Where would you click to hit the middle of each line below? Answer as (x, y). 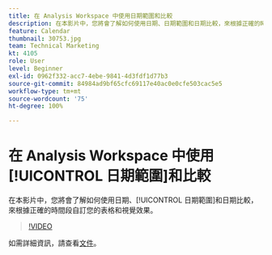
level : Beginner (36, 69)
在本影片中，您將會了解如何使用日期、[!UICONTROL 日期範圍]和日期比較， (133, 200)
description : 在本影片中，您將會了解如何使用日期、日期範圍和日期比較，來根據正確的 (134, 23)
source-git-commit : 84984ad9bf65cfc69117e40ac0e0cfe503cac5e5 (115, 83)
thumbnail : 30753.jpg (45, 38)
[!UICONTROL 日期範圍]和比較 (110, 176)
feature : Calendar (39, 31)
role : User (27, 62)
